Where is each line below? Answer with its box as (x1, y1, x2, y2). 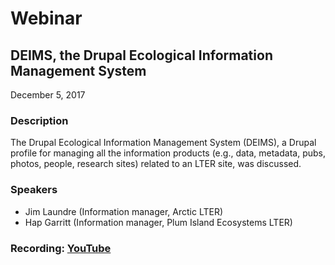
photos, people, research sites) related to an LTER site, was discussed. (10, 158, 302, 170)
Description (10, 113, 69, 127)
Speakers (10, 183, 58, 197)
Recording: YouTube (10, 241, 112, 255)
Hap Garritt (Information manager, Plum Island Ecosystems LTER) (24, 216, 293, 228)
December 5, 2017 (10, 89, 86, 101)
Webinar (10, 7, 83, 30)
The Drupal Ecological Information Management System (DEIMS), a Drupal (10, 137, 317, 149)
